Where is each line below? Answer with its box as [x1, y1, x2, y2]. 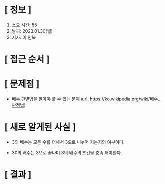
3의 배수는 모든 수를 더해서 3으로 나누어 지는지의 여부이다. [11, 139, 125, 145]
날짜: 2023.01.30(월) [11, 28, 53, 34]
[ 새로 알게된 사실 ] [4, 122, 76, 133]
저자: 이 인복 [11, 34, 36, 40]
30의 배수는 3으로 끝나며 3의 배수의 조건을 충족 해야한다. [11, 150, 122, 155]
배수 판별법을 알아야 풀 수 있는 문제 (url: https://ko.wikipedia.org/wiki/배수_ [11, 96, 160, 102]
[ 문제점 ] [4, 78, 40, 90]
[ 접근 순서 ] [4, 54, 50, 65]
